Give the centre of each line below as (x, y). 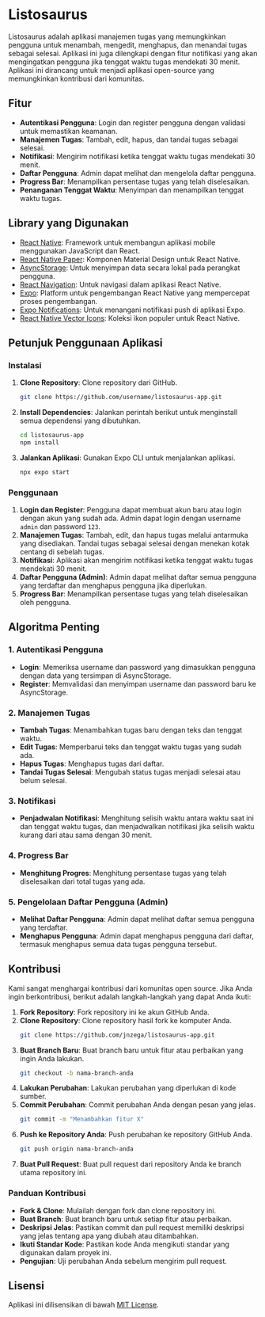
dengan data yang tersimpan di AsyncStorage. (95, 676)
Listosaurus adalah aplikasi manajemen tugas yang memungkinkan (117, 36)
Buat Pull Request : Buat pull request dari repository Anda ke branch (130, 1164)
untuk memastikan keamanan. (68, 131)
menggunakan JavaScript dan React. (80, 250)
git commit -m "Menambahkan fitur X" (82, 1119)
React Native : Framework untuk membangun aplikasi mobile (117, 242)
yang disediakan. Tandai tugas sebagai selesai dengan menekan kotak (134, 543)
